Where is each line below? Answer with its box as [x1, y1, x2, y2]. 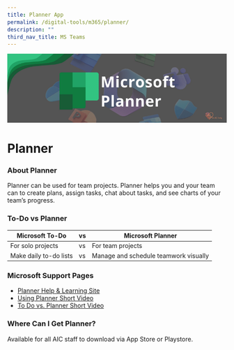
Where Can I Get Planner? [7, 319, 96, 328]
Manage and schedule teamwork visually [91, 251, 210, 260]
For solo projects [10, 242, 58, 250]
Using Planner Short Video [17, 294, 94, 302]
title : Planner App [7, 11, 64, 18]
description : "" [7, 26, 54, 33]
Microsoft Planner [123, 231, 178, 240]
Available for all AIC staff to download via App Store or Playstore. [7, 335, 194, 343]
